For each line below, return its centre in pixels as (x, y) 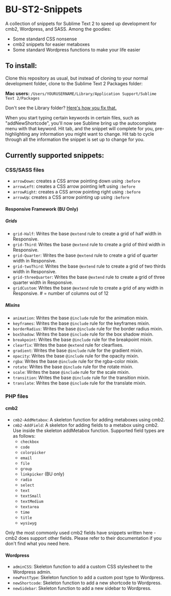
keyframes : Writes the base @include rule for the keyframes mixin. (81, 323)
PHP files (17, 396)
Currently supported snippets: (55, 156)
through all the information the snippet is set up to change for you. (75, 139)
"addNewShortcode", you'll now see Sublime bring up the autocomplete (81, 123)
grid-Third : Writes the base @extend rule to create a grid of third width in (89, 244)
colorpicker (33, 453)
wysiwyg (28, 523)
